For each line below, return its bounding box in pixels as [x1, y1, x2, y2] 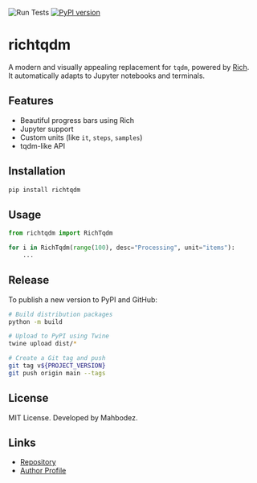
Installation [8, 165, 66, 178]
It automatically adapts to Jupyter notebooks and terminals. [8, 71, 206, 80]
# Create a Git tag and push [8, 354, 106, 362]
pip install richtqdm [8, 186, 81, 194]
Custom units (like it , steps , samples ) [19, 133, 143, 142]
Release [8, 273, 50, 287]
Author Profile [19, 466, 67, 476]
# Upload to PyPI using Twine [8, 332, 110, 341]
